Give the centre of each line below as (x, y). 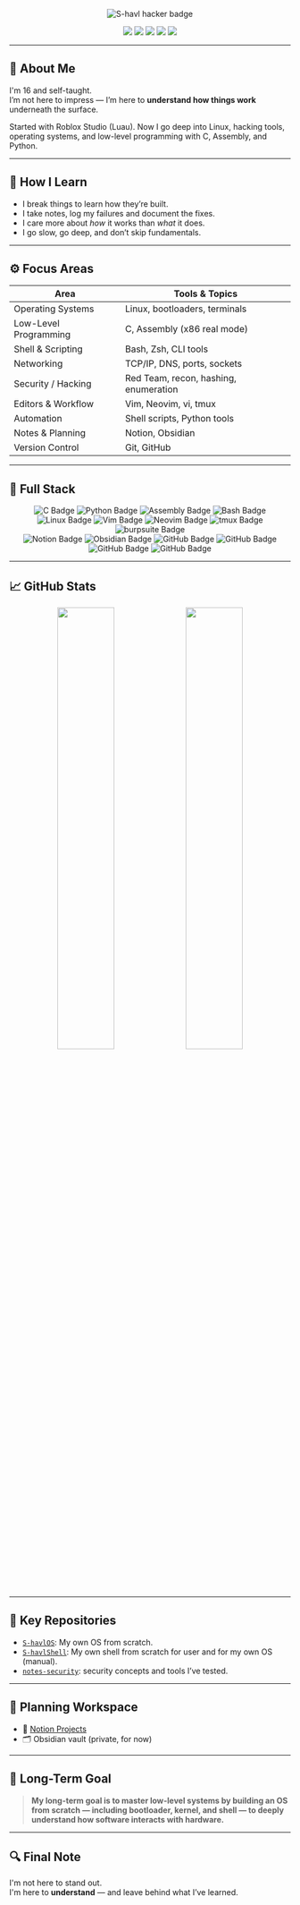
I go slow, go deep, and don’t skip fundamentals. (112, 232)
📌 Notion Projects (54, 1729)
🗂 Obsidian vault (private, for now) (87, 1739)
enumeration (151, 389)
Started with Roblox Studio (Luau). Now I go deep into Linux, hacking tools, (147, 126)
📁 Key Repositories (63, 1621)
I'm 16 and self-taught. (50, 90)
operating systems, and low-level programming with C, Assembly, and (138, 136)
